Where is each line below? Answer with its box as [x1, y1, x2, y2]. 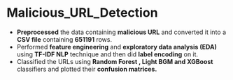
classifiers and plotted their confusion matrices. [16, 65, 157, 73]
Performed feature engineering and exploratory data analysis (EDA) [16, 42, 218, 51]
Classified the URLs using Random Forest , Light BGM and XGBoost [16, 57, 213, 65]
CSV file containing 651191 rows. [16, 35, 113, 43]
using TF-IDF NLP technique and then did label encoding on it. [16, 50, 199, 58]
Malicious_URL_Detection [6, 5, 158, 21]
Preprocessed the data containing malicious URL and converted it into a [16, 28, 227, 36]
